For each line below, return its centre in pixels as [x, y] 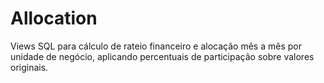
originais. [29, 67]
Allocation [54, 18]
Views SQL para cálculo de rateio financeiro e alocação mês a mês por [156, 46]
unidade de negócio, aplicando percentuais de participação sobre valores [162, 56]
